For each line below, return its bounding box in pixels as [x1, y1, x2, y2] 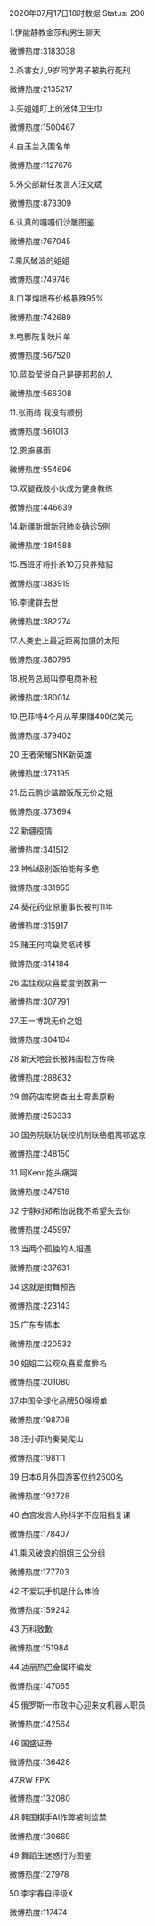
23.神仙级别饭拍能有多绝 [9, 863, 100, 874]
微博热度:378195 [9, 768, 69, 778]
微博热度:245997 [9, 1225, 71, 1235]
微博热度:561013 [9, 426, 69, 437]
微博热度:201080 [9, 1377, 71, 1387]
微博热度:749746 [9, 274, 71, 284]
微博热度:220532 [9, 1338, 72, 1349]
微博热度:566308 [9, 388, 72, 398]
